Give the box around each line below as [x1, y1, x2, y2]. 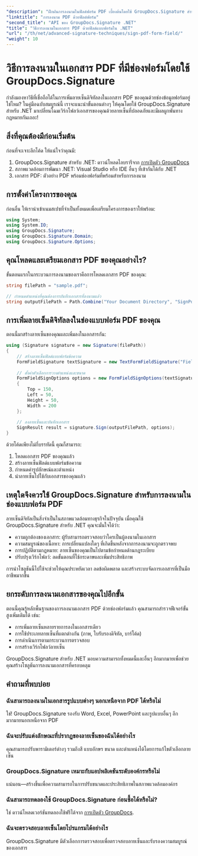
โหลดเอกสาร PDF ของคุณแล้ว [14, 452, 75, 460]
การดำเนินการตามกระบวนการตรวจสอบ [14, 637, 90, 644]
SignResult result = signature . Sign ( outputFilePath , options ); [16, 425, 176, 431]
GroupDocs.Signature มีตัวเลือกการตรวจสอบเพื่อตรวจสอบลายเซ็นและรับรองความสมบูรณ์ [6, 837, 187, 844]
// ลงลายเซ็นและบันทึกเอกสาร [16, 419, 70, 425]
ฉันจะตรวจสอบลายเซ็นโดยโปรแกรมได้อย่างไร [6, 824, 108, 832]
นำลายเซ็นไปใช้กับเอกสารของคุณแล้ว [14, 473, 85, 480]
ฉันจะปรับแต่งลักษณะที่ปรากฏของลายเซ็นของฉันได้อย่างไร [6, 732, 136, 740]
